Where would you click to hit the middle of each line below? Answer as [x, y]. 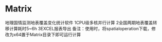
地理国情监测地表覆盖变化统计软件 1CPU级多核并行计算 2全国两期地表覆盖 [79, 22]
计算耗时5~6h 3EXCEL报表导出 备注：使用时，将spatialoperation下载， [80, 28]
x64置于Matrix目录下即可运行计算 [47, 34]
